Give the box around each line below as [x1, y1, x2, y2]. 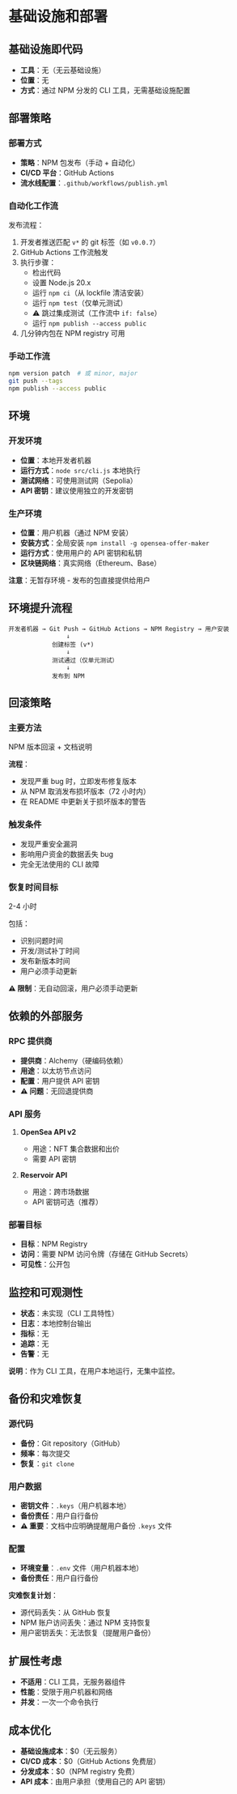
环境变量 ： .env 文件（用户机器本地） [19, 1563, 144, 1573]
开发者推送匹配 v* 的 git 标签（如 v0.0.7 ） [19, 237, 160, 247]
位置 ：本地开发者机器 [19, 455, 91, 465]
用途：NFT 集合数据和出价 [32, 1144, 120, 1153]
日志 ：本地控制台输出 [19, 1319, 91, 1328]
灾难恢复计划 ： [8, 1591, 58, 1600]
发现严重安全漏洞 [19, 839, 78, 849]
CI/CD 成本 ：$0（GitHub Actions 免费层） [19, 1756, 161, 1766]
